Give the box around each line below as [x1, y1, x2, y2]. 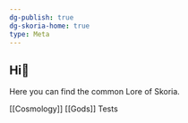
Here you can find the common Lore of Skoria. [9, 86, 181, 97]
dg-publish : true [9, 12, 74, 22]
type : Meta [9, 29, 50, 38]
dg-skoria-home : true [9, 21, 90, 30]
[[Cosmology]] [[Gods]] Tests [9, 103, 118, 114]
